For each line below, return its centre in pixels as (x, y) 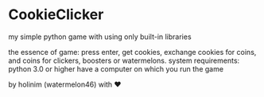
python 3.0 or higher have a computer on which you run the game (116, 68)
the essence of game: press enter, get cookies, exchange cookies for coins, (132, 52)
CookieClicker (56, 15)
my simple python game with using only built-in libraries (100, 37)
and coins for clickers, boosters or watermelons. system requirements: (124, 60)
